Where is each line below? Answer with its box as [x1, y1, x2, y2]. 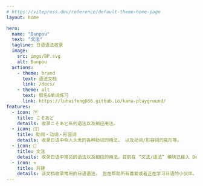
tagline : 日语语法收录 [11, 42, 63, 48]
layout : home [6, 14, 39, 20]
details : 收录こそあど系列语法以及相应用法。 [17, 120, 118, 126]
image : [11, 48, 28, 54]
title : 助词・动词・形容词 [17, 132, 77, 138]
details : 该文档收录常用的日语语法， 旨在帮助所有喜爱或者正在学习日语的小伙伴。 [17, 171, 198, 177]
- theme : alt [17, 87, 50, 93]
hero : [6, 25, 20, 31]
